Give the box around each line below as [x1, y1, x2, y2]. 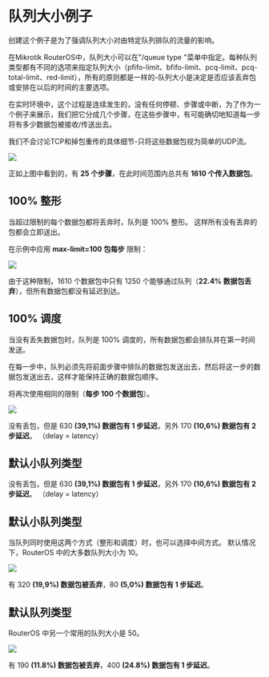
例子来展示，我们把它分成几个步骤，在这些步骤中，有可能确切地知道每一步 [14, 109, 261, 119]
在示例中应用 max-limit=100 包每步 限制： [8, 244, 148, 253]
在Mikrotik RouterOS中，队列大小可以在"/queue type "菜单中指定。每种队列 [8, 52, 258, 62]
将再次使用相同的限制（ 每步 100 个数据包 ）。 [8, 389, 155, 398]
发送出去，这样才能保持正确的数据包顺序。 [22, 372, 163, 381]
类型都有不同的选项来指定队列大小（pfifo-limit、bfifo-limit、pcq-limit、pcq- [8, 62, 258, 72]
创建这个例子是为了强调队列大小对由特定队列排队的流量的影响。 [8, 35, 219, 45]
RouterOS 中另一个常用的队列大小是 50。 [8, 628, 144, 638]
